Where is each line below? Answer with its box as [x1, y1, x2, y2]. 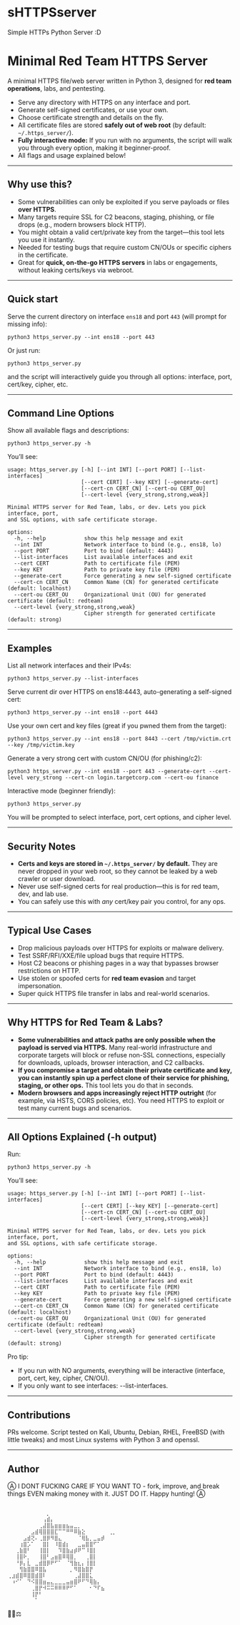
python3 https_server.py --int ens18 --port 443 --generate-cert [7, 768, 206, 775]
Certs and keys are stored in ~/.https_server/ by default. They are [17, 859, 218, 867]
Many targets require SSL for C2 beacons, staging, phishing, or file [17, 212, 215, 221]
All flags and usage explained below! [17, 151, 126, 159]
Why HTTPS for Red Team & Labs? [7, 1017, 164, 1029]
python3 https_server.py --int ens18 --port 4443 [7, 709, 159, 716]
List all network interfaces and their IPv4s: [7, 661, 132, 670]
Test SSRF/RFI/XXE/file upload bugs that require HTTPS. [17, 951, 184, 960]
